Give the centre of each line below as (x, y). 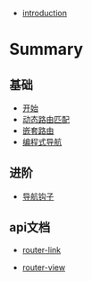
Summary (46, 50)
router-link (42, 249)
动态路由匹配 (46, 119)
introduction (44, 13)
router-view (43, 267)
